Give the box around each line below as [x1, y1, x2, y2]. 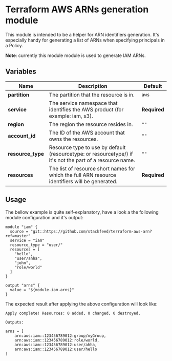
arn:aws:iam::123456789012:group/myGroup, [14, 333, 106, 338]
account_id [8, 132, 36, 139]
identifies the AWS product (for [49, 106, 124, 113]
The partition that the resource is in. [49, 91, 135, 98]
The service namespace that [49, 99, 118, 106]
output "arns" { [5, 282, 40, 288]
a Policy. [5, 42, 23, 48]
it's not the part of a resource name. [49, 157, 136, 164]
